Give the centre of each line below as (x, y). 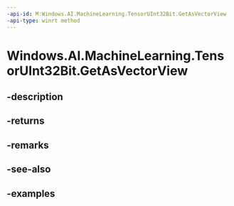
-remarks (28, 145)
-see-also (29, 169)
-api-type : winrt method (43, 21)
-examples (31, 194)
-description (35, 97)
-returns (26, 121)
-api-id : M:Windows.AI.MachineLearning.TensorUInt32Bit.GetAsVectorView (117, 14)
